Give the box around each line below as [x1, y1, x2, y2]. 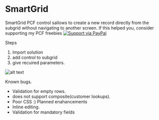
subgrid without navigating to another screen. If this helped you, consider [5, 25, 154, 30]
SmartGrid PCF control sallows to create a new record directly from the [5, 20, 149, 26]
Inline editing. [12, 104, 40, 110]
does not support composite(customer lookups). [12, 93, 111, 99]
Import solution [12, 49, 43, 55]
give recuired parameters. [12, 60, 65, 65]
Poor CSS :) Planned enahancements [12, 98, 88, 104]
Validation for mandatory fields [12, 109, 75, 115]
